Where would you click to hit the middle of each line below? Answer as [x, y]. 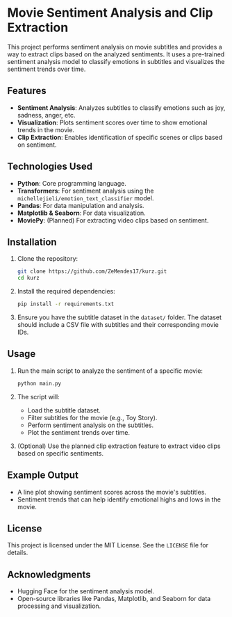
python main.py [39, 383]
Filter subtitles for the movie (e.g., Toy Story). [92, 417]
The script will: [39, 396]
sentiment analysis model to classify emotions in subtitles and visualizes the [116, 61]
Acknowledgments [49, 574]
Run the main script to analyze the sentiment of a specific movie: [110, 371]
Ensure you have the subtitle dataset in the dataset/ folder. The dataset [119, 317]
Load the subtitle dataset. [64, 410]
